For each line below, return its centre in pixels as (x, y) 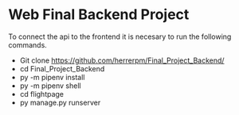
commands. (28, 44)
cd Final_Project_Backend (62, 68)
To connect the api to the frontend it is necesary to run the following (120, 36)
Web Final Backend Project (99, 15)
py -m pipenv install (52, 77)
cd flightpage (42, 94)
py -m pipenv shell (50, 86)
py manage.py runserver (60, 102)
